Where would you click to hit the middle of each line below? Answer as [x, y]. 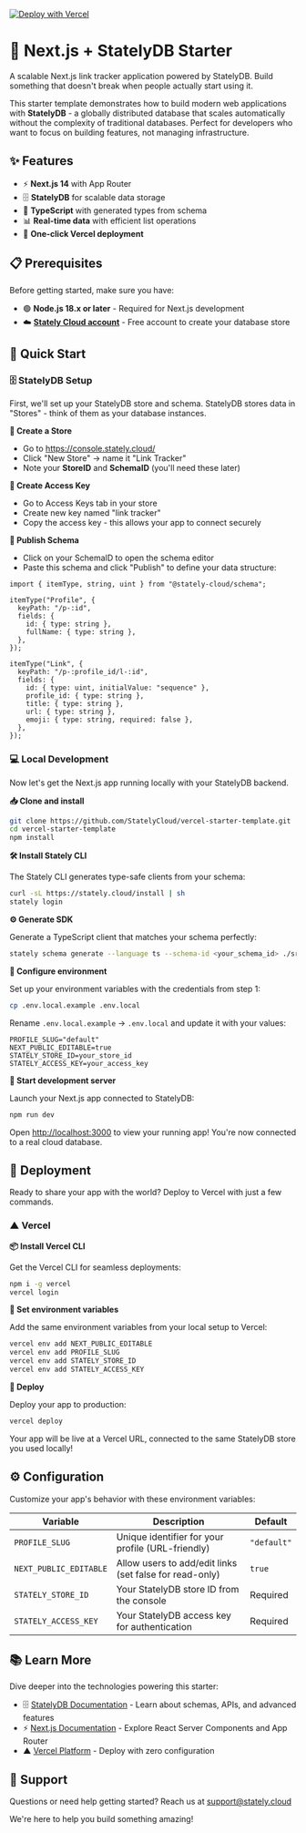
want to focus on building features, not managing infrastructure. [129, 132]
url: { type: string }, [71, 712]
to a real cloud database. [56, 1142]
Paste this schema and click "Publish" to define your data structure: [149, 568]
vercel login [34, 1292]
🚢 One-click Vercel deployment [83, 233]
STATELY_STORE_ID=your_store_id [71, 1055]
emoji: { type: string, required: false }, [110, 720]
